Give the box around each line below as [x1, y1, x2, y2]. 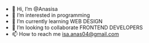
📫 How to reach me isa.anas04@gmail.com [11, 31, 119, 37]
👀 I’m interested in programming [11, 12, 90, 19]
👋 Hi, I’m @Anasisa [11, 6, 58, 12]
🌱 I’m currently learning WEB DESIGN [11, 18, 103, 24]
